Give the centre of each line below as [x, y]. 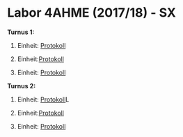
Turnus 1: [21, 32]
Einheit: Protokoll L [43, 99]
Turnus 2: [22, 86]
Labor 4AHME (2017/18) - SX [91, 13]
